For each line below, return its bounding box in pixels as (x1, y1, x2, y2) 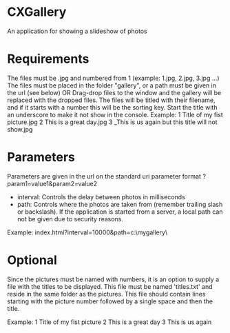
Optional (7, 252, 57, 268)
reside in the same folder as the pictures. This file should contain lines (7, 290, 206, 298)
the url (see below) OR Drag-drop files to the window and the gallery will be (7, 88, 222, 97)
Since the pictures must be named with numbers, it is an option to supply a (7, 275, 220, 283)
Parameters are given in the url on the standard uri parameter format (7, 172, 202, 180)
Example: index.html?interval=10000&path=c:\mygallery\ (7, 228, 168, 236)
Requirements (7, 51, 90, 67)
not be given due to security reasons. (17, 214, 124, 223)
